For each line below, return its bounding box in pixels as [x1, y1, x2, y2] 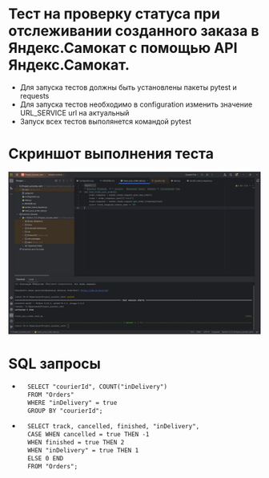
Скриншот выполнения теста [8, 145, 215, 163]
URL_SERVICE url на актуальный [19, 107, 130, 117]
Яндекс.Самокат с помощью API [8, 39, 238, 57]
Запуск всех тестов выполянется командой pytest [19, 116, 192, 126]
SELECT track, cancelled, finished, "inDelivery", [27, 422, 200, 430]
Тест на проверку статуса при [8, 5, 220, 23]
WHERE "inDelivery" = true [27, 399, 118, 407]
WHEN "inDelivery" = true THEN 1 [27, 446, 139, 454]
